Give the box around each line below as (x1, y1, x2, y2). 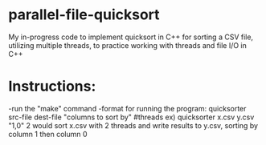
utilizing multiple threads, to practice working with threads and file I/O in (8, 40, 248, 50)
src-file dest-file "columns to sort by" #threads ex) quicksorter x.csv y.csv (8, 112, 255, 122)
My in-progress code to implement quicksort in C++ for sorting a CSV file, (8, 32, 254, 42)
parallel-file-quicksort (8, 6, 160, 24)
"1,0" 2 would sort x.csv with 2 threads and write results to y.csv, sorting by (8, 120, 259, 130)
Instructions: (8, 78, 96, 95)
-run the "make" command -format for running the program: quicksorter (8, 103, 247, 113)
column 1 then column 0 (8, 129, 88, 139)
